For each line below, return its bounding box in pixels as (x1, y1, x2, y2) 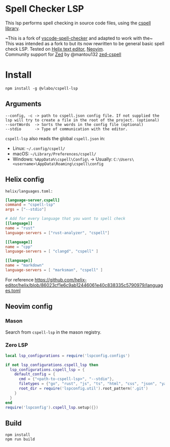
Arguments (5, 100, 42, 108)
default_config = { (14, 372, 56, 377)
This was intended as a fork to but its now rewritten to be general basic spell (5, 40, 164, 46)
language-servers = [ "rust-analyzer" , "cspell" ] (5, 230, 110, 235)
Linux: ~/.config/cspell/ (12, 145, 65, 151)
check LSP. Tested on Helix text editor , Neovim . (5, 46, 105, 52)
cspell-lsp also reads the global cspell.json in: (5, 135, 105, 141)
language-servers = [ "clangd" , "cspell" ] (5, 249, 99, 254)
